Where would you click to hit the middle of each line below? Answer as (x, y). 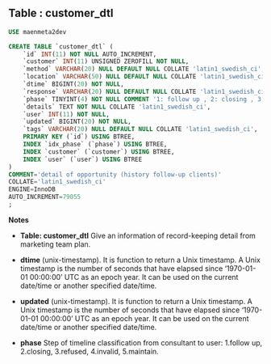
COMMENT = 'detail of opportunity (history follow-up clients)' (115, 174)
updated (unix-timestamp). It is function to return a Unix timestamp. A (136, 301)
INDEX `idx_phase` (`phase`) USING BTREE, (95, 145)
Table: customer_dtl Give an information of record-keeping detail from (138, 235)
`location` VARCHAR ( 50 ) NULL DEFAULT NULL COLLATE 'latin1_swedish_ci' (146, 77)
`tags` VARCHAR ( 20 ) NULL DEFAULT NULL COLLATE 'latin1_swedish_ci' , (140, 129)
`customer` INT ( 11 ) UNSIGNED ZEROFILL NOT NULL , (106, 61)
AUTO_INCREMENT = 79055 (45, 197)
